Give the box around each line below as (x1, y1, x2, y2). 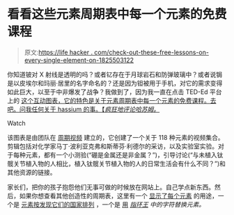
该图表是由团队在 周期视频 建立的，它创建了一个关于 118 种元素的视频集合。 (7, 133, 224, 141)
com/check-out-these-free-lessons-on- (93, 48, 209, 56)
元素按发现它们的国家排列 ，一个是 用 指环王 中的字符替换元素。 (20, 200, 205, 209)
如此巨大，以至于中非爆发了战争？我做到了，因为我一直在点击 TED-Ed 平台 (7, 88, 222, 96)
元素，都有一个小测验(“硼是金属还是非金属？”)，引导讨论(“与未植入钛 (25, 150, 224, 159)
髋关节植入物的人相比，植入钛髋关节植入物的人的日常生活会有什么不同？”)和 (7, 159, 226, 168)
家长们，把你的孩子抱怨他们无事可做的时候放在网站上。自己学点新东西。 (7, 182, 214, 191)
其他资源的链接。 (7, 168, 56, 176)
